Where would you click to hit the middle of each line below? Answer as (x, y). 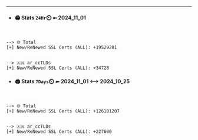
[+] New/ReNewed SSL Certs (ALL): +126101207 (63, 111)
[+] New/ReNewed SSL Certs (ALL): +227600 (59, 132)
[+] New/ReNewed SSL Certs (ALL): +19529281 (62, 47)
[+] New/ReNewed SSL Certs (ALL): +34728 (58, 68)
